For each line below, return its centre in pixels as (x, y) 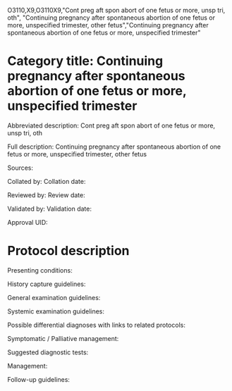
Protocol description (68, 251)
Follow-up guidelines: (39, 379)
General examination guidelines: (54, 297)
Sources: (20, 168)
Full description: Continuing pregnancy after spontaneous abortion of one (114, 147)
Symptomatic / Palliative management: (63, 338)
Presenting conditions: (40, 270)
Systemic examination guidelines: (56, 311)
